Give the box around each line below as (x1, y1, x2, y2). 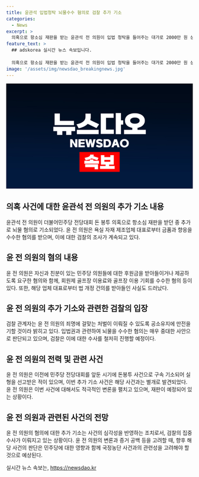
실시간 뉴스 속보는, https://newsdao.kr (6, 464, 97, 472)
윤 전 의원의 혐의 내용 (6, 252, 78, 263)
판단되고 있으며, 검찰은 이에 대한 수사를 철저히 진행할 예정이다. (12, 335, 156, 342)
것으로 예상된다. (6, 451, 43, 459)
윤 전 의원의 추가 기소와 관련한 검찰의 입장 (6, 304, 148, 314)
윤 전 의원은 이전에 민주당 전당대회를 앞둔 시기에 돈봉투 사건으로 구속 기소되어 (6, 371, 185, 378)
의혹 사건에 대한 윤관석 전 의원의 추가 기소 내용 (6, 202, 165, 212)
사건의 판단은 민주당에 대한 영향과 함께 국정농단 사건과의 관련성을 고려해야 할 (12, 444, 190, 451)
